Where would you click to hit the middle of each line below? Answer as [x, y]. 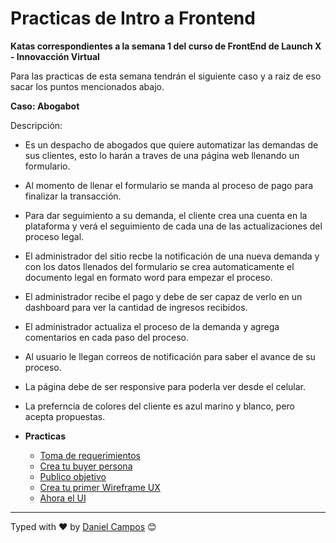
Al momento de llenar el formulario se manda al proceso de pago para [169, 185]
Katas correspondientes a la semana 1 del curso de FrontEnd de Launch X [166, 46]
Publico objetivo [73, 476]
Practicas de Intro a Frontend [133, 18]
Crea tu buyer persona [86, 466]
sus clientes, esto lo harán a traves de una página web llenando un [162, 155]
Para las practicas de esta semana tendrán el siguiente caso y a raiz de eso [166, 76]
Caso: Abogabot [45, 106]
